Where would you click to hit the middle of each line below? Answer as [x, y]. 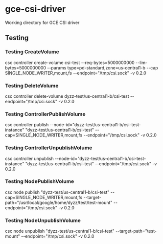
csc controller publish [27, 125]
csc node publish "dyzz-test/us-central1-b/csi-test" [57, 192]
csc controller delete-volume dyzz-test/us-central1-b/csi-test [67, 96]
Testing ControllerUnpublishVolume [49, 148]
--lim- [141, 63]
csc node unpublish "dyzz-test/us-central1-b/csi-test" [60, 231]
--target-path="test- [136, 231]
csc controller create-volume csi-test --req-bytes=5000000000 [70, 63]
